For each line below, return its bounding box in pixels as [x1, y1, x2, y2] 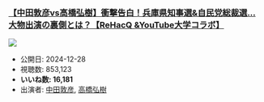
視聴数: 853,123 [19, 65, 72, 74]
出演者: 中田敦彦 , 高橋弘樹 [19, 85, 107, 95]
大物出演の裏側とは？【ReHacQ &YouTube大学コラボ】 [8, 19, 224, 30]
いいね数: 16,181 [19, 74, 74, 84]
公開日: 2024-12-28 [19, 54, 87, 64]
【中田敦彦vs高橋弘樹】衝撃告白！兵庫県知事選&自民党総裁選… [8, 6, 257, 18]
